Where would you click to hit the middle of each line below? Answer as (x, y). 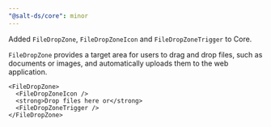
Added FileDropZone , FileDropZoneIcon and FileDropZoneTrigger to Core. (130, 39)
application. (28, 72)
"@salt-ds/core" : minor (49, 16)
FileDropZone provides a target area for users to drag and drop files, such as (135, 54)
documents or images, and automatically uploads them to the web (119, 63)
